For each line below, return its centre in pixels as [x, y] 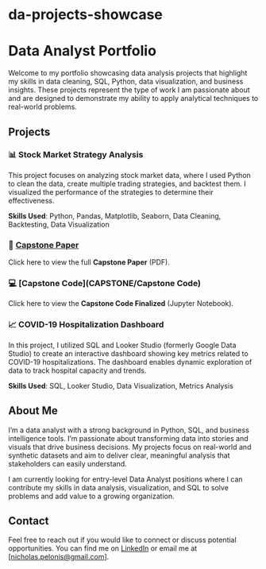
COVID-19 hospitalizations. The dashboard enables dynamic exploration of [130, 362]
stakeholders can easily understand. [67, 463]
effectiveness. [31, 200]
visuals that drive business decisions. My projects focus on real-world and [130, 447]
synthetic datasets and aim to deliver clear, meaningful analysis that [119, 455]
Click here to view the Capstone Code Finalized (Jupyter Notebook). [121, 304]
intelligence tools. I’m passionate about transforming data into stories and [128, 438]
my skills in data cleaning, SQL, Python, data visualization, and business [126, 82]
